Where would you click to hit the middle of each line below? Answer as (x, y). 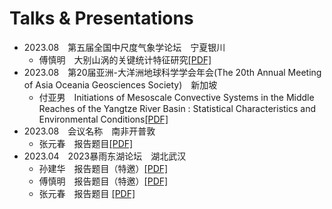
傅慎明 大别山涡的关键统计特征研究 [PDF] (125, 59)
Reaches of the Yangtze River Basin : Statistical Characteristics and (177, 108)
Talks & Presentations (101, 18)
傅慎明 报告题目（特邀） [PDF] (103, 181)
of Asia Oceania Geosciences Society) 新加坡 (120, 84)
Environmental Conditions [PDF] (103, 119)
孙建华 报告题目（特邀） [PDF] (103, 168)
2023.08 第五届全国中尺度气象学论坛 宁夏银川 (124, 47)
